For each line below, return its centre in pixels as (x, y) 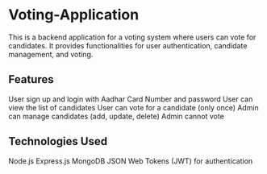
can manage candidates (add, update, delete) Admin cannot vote (116, 116)
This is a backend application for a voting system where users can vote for (132, 37)
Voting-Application (74, 15)
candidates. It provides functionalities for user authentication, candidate (128, 45)
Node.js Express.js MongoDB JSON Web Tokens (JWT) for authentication (131, 161)
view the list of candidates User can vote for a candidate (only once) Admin (134, 107)
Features (31, 79)
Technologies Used (58, 141)
